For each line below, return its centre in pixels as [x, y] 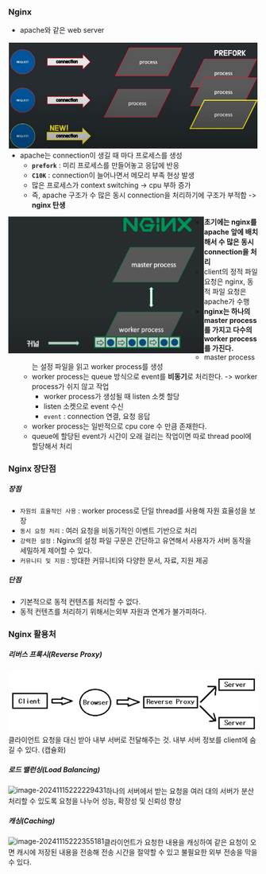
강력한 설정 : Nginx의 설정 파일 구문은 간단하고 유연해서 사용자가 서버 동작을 [135, 540]
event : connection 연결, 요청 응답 [97, 416]
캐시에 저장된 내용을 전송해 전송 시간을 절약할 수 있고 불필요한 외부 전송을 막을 [137, 852]
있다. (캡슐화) [46, 749]
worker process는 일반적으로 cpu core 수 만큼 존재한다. [119, 426]
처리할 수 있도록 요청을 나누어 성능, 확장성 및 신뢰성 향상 [95, 801]
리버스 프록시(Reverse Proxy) [55, 655]
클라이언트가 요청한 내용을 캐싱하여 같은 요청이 [176, 842]
